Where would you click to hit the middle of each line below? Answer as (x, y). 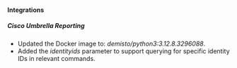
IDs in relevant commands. (56, 58)
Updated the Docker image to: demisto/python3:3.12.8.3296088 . (111, 43)
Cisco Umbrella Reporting (46, 26)
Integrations (26, 10)
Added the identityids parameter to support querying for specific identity (123, 51)
